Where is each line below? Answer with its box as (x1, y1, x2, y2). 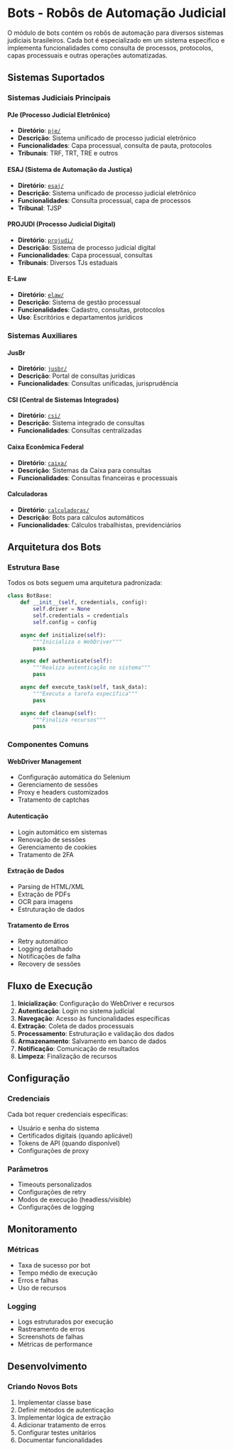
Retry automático (17, 937, 69, 946)
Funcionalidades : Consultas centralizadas (17, 426, 142, 435)
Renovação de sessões (17, 835, 87, 844)
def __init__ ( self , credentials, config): (20, 599, 148, 606)
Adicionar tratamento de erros (17, 1420, 107, 1429)
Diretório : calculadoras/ (17, 506, 90, 514)
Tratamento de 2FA (17, 850, 75, 858)
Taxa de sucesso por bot (17, 1260, 91, 1269)
